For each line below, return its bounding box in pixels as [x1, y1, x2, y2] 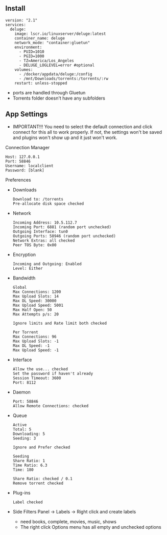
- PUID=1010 [18, 49, 44, 54]
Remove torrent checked [12, 481, 64, 486]
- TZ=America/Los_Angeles [18, 58, 74, 63]
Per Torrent [12, 329, 38, 335]
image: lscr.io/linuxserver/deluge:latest [14, 31, 106, 36]
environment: [14, 45, 42, 50]
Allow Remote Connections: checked [12, 403, 89, 408]
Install [5, 4, 26, 13]
